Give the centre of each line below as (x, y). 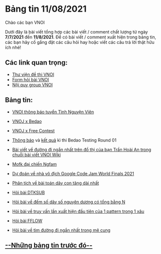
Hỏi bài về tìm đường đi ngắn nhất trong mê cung (61, 230)
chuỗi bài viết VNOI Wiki (36, 155)
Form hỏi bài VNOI (31, 79)
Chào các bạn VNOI (25, 22)
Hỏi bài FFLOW (27, 220)
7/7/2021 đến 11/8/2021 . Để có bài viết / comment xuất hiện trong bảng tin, (81, 37)
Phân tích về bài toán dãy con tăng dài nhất (55, 183)
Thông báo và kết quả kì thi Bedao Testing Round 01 (64, 140)
